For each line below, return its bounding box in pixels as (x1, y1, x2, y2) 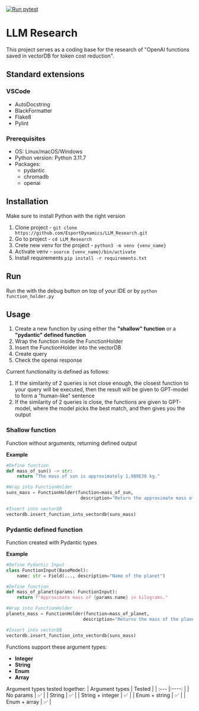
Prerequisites (6, 134, 46, 142)
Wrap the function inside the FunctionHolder (14, 338, 123, 345)
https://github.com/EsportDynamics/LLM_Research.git (14, 230, 148, 236)
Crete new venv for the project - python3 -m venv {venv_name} (14, 241, 167, 248)
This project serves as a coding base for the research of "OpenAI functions (6, 46, 190, 53)
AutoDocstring (14, 101, 50, 108)
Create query (14, 350, 47, 358)
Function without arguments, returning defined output (6, 439, 137, 447)
